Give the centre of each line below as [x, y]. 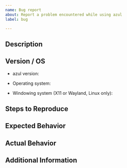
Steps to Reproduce [37, 109]
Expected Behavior [36, 126]
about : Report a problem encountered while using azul [64, 15]
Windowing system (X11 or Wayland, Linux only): [62, 93]
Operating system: [32, 83]
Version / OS [25, 61]
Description [24, 44]
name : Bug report [23, 10]
